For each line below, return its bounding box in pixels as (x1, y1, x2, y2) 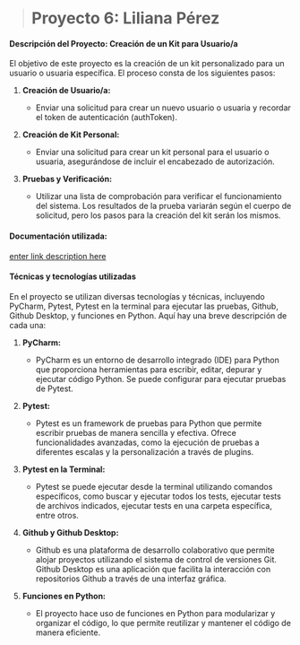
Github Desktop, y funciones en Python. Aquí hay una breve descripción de (9, 309, 287, 321)
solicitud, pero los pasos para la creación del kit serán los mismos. (35, 210, 281, 221)
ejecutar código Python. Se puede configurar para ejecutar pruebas (35, 373, 287, 384)
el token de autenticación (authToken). (35, 112, 177, 123)
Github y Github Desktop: (21, 527, 119, 537)
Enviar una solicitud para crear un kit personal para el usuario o (35, 147, 270, 158)
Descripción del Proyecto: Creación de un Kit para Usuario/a (9, 38, 239, 48)
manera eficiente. (35, 627, 101, 638)
